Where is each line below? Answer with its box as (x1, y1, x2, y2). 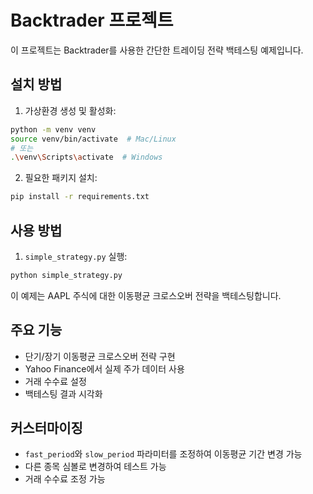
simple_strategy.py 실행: (24, 250, 128, 262)
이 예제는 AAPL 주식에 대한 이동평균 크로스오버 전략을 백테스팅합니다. (10, 289, 282, 301)
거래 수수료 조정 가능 (24, 473, 106, 485)
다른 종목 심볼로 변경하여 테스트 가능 (24, 461, 167, 473)
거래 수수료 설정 (24, 375, 87, 387)
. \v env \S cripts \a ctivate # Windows (10, 152, 163, 163)
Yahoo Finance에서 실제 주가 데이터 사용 (24, 362, 185, 375)
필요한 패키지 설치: (24, 172, 98, 184)
